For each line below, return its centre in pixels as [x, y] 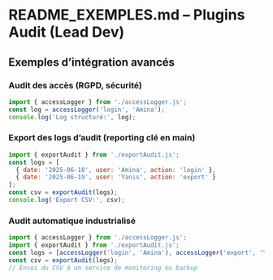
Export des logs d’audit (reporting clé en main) [102, 138]
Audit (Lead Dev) [67, 32]
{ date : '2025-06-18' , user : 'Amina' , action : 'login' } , [116, 170]
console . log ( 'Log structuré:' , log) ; [72, 117]
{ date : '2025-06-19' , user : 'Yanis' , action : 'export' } [116, 177]
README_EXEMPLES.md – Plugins [127, 15]
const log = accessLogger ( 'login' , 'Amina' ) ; [87, 110]
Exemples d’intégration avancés [92, 62]
